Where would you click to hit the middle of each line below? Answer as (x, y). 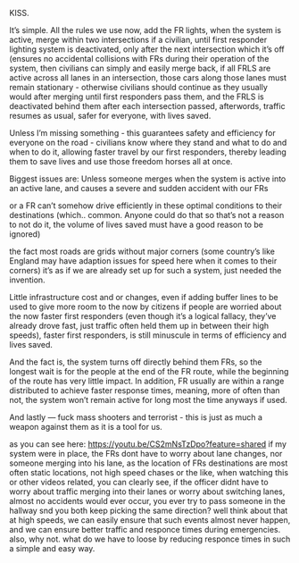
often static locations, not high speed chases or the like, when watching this (149, 472)
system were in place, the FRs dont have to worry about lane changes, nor (146, 454)
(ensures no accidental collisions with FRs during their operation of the (139, 59)
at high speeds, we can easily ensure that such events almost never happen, (150, 520)
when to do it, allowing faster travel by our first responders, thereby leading (148, 152)
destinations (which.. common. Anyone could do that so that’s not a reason (147, 215)
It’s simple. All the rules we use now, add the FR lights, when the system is (145, 30)
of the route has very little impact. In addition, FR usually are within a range (147, 381)
